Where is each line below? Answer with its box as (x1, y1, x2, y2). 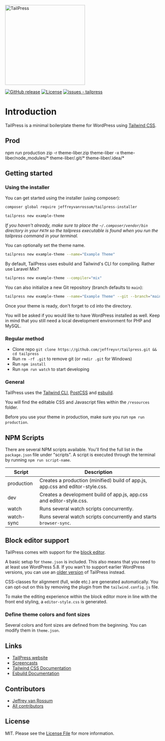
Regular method (5, 335, 44, 342)
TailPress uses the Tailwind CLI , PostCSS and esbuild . (5, 390, 114, 396)
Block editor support (5, 536, 70, 545)
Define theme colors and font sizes (5, 611, 90, 617)
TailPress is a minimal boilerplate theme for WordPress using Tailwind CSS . (5, 122, 157, 128)
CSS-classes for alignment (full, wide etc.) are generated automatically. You (5, 579, 159, 585)
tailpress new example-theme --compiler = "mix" (5, 276, 102, 280)
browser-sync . (39, 520, 71, 526)
